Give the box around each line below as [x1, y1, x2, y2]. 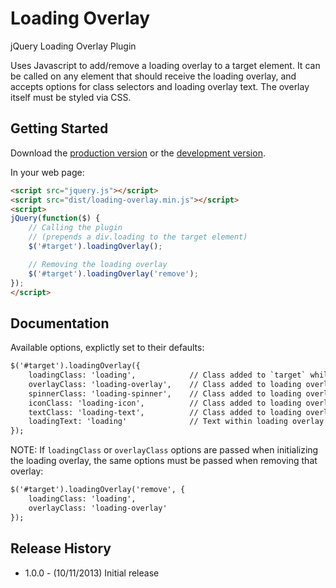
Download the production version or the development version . [10, 147, 266, 159]
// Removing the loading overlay [28, 259, 168, 269]
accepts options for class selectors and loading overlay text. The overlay [10, 80, 310, 92]
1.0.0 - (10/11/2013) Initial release [24, 567, 160, 579]
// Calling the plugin [28, 223, 123, 233]
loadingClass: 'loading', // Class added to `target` [28, 370, 307, 381]
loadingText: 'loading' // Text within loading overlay [28, 417, 325, 427]
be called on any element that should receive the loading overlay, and [10, 70, 297, 82]
